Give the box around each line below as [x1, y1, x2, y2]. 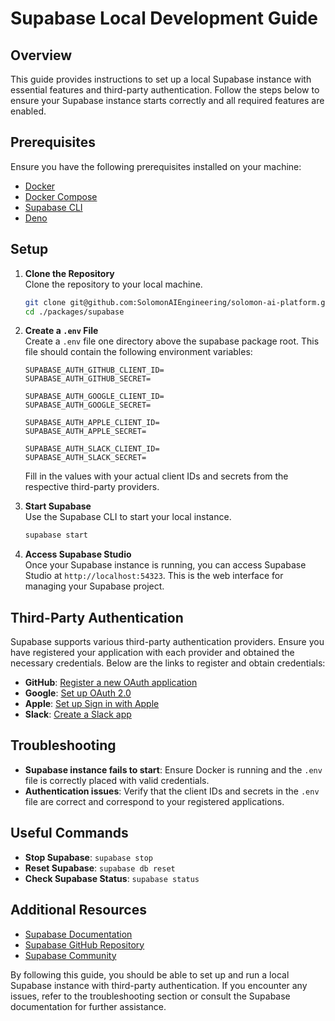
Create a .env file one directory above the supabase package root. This [24, 335, 320, 347]
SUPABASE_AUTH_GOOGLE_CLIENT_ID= [24, 392, 165, 402]
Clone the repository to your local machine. [24, 278, 203, 290]
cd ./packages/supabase [24, 307, 125, 317]
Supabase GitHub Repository [24, 938, 145, 951]
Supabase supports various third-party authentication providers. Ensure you [10, 636, 325, 648]
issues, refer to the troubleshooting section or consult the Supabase [10, 990, 291, 1002]
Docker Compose [24, 190, 98, 202]
